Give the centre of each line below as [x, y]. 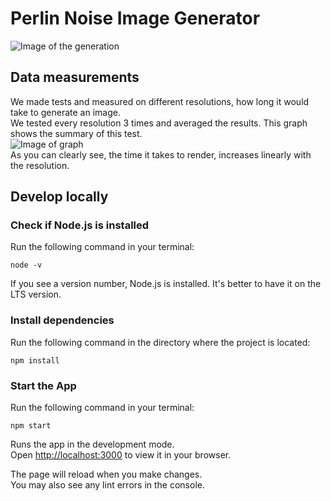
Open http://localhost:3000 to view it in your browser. [121, 455]
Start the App [43, 385]
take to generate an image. [65, 112]
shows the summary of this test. [76, 133]
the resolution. [40, 165]
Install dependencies [62, 320]
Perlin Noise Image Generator [135, 18]
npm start [31, 426]
